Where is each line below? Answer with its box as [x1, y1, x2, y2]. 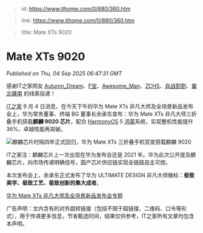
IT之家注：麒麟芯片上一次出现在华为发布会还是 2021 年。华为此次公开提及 [6, 151, 191, 158]
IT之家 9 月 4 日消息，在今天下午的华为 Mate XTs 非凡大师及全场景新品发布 [6, 102, 194, 110]
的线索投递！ [23, 90, 56, 97]
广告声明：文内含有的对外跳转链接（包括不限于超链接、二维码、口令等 [6, 205, 182, 212]
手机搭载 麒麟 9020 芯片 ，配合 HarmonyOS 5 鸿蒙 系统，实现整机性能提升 [11, 117, 194, 125]
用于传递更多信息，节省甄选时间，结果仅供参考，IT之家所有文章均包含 [19, 212, 195, 220]
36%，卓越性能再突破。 [6, 125, 67, 133]
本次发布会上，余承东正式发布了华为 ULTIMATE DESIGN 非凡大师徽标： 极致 [6, 171, 195, 179]
